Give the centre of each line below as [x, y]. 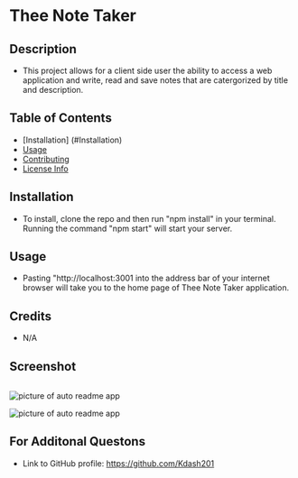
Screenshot [43, 366]
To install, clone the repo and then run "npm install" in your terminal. [149, 218]
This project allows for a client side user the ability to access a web [147, 70]
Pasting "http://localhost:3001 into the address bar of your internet [146, 278]
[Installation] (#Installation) [72, 140]
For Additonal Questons [78, 441]
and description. [53, 90]
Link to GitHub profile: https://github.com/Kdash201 [118, 463]
